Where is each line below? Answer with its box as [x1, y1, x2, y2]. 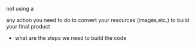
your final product [6, 23, 50, 30]
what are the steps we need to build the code [14, 35, 127, 41]
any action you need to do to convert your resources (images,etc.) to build [6, 17, 190, 23]
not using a [6, 5, 34, 12]
